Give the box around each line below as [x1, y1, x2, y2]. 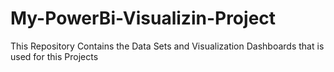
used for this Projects [10, 50, 99, 62]
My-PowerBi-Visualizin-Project [10, 7, 277, 30]
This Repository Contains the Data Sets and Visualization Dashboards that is [10, 40, 325, 52]
